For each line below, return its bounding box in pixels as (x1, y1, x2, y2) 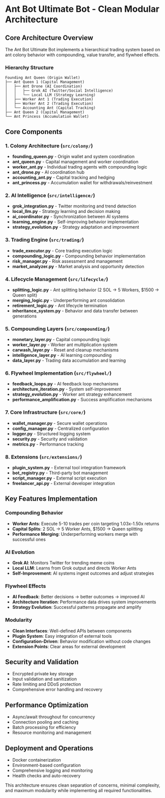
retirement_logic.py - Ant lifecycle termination (12, 302, 107, 309)
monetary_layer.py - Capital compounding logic (12, 337, 111, 343)
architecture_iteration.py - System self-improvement (12, 386, 122, 392)
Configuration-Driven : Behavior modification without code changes (12, 638, 151, 644)
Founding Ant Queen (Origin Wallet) (5, 75, 80, 80)
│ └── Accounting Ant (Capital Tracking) (5, 105, 96, 110)
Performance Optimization (5, 701, 89, 709)
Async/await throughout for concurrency (12, 714, 95, 720)
